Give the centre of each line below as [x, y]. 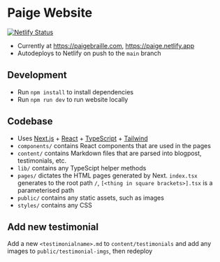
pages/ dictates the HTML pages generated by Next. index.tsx [107, 175]
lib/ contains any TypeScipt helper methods [82, 168]
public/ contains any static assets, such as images [90, 198]
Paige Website [50, 13]
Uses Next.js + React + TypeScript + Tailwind [82, 138]
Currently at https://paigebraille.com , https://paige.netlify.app [105, 45]
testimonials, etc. [42, 160]
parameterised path [46, 190]
